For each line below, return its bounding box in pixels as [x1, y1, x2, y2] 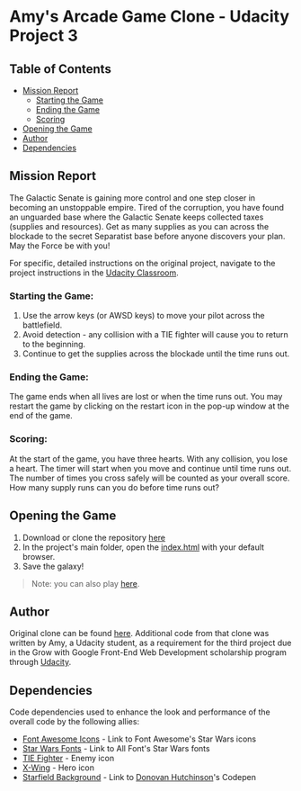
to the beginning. [22, 339, 86, 350]
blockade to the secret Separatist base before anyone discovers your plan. [9, 230, 286, 241]
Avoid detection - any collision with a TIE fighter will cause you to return [22, 329, 289, 340]
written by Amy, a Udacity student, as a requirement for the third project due [9, 637, 292, 649]
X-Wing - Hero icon [22, 762, 94, 773]
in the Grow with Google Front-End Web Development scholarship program [9, 647, 288, 658]
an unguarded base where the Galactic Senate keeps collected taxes [9, 211, 264, 222]
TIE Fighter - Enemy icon [22, 753, 115, 764]
